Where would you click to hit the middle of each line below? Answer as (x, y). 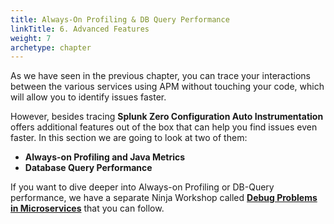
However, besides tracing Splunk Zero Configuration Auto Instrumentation (167, 117)
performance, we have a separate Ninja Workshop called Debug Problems (164, 198)
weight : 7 (31, 38)
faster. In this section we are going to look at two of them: (129, 138)
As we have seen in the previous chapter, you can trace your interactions (160, 76)
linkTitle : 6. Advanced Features (80, 29)
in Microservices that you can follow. (87, 208)
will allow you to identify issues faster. (88, 97)
